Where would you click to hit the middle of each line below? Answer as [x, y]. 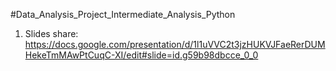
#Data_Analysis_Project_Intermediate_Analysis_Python [123, 14]
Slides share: [51, 33]
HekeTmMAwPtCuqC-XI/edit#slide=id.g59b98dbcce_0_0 [141, 55]
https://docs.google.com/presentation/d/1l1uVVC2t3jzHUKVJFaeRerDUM [175, 44]
